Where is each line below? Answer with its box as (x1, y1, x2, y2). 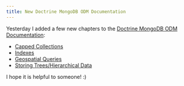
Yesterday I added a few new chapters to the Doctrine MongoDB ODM (6, 25, 178, 32)
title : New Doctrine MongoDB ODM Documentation (6, 8, 126, 15)
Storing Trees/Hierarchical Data (14, 62, 92, 69)
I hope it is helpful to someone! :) (6, 73, 87, 80)
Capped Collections (14, 43, 64, 50)
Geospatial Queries (14, 55, 62, 62)
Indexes (14, 49, 34, 56)
